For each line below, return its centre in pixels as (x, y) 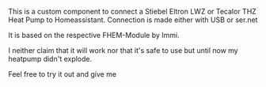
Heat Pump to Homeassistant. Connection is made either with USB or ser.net (133, 20)
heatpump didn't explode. (50, 59)
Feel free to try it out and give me (63, 74)
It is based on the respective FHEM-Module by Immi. (94, 35)
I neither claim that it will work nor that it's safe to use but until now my (123, 50)
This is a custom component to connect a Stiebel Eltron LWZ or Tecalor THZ (133, 11)
